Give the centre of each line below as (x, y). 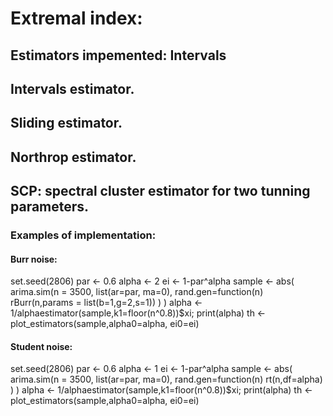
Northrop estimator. (73, 157)
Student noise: (41, 346)
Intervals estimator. (72, 88)
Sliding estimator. (66, 123)
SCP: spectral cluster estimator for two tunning (160, 191)
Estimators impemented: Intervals (118, 55)
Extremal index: (76, 18)
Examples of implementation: (83, 235)
